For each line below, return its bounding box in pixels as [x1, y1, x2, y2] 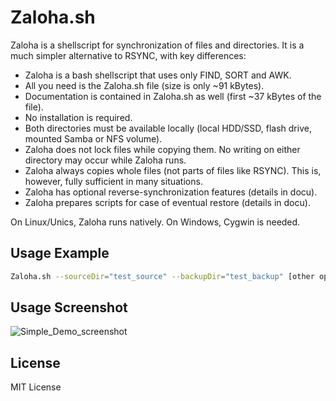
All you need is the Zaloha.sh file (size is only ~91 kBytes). [24, 79, 265, 91]
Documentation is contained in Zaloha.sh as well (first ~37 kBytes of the [24, 90, 322, 102]
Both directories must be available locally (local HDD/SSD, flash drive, [24, 122, 312, 134]
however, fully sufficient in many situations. [24, 175, 203, 187]
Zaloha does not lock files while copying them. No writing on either [24, 143, 301, 155]
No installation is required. [24, 111, 133, 123]
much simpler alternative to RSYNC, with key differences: [10, 49, 247, 61]
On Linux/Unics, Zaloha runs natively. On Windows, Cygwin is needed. [10, 216, 301, 228]
